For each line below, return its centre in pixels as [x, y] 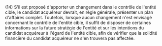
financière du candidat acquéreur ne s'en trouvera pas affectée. [70, 38]
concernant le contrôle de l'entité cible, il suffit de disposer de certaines [78, 23]
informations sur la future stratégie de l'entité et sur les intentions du [75, 28]
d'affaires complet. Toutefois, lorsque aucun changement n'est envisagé [79, 17]
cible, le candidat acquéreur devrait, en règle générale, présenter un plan [79, 12]
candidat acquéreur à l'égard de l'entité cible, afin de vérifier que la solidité [81, 33]
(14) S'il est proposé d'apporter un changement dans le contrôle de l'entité [81, 7]
